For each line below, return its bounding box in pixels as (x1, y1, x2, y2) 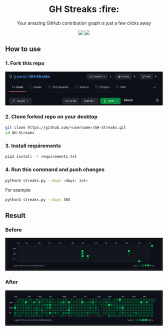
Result (5, 211, 26, 219)
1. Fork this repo (5, 60, 45, 67)
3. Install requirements (5, 142, 61, 149)
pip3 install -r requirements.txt (5, 154, 77, 159)
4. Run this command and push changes (5, 166, 105, 173)
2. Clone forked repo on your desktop (5, 113, 98, 120)
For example (5, 187, 31, 193)
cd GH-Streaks (5, 130, 35, 135)
